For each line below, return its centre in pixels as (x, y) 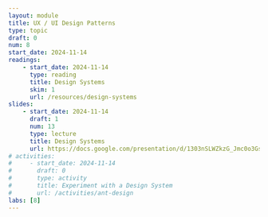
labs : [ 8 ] (25, 200)
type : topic (28, 30)
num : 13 (42, 126)
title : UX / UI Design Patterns (62, 23)
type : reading (53, 75)
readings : (25, 60)
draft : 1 (44, 119)
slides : (21, 104)
